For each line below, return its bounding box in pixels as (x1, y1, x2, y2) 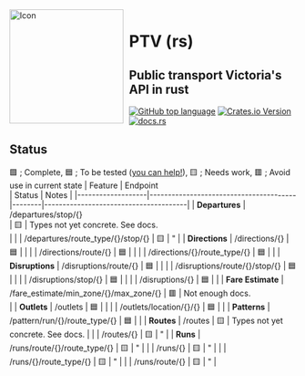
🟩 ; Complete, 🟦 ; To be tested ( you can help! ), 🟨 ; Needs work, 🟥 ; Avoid (9, 166, 291, 177)
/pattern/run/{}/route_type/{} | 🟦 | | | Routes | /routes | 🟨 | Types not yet (9, 315, 284, 326)
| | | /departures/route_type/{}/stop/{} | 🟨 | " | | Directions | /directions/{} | (9, 233, 290, 244)
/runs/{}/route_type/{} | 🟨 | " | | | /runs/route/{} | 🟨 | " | (9, 356, 217, 367)
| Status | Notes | (9, 189, 73, 200)
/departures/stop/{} (9, 209, 84, 220)
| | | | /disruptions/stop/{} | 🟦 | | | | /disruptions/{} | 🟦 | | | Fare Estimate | (9, 274, 284, 285)
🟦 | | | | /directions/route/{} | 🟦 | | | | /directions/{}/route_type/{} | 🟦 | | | (9, 246, 280, 257)
